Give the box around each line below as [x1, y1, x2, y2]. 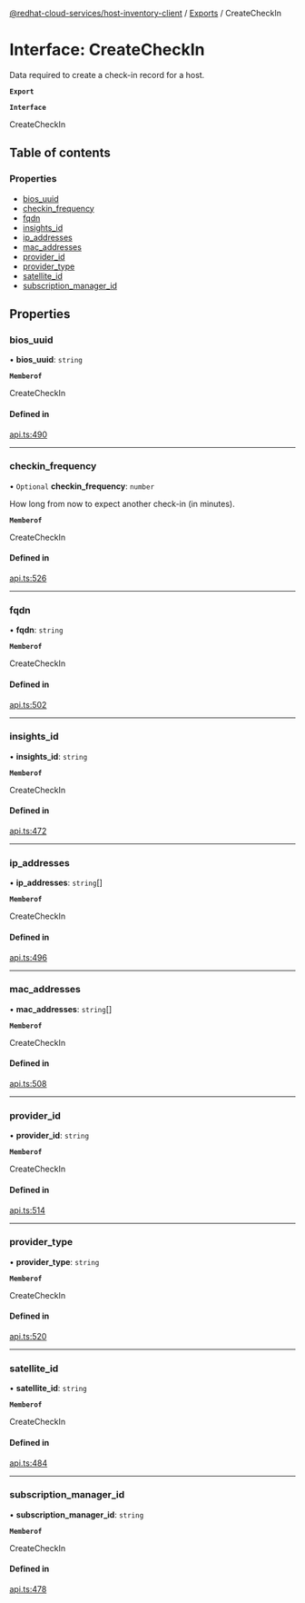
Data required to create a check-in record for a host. [9, 69, 205, 80]
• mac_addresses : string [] [9, 1003, 113, 1014]
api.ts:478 [9, 1584, 47, 1595]
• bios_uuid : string [9, 354, 84, 365]
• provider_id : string [9, 1130, 89, 1141]
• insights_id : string [9, 751, 88, 762]
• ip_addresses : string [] [9, 877, 103, 889]
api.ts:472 [9, 826, 47, 837]
